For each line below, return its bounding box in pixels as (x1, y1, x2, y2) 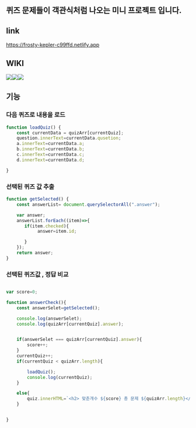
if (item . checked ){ (24, 223, 69, 229)
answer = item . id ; (37, 229, 77, 234)
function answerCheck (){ (6, 299, 66, 305)
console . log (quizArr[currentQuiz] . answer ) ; (16, 321, 124, 327)
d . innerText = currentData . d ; (16, 157, 85, 163)
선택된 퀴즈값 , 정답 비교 (6, 270, 69, 278)
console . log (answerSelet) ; (16, 315, 82, 322)
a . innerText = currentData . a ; (16, 141, 85, 147)
